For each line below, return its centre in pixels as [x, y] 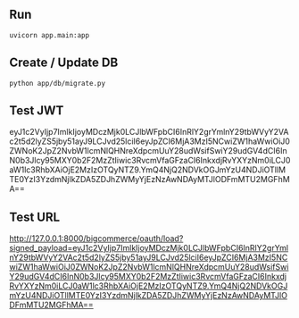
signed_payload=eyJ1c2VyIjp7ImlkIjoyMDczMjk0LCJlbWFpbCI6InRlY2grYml [149, 248]
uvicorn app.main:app [50, 35]
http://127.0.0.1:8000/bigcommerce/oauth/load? [96, 238]
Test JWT [37, 111]
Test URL [35, 217]
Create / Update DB [64, 63]
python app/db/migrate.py [57, 83]
